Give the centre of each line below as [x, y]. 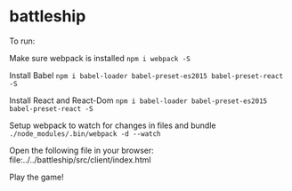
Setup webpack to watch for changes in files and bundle [113, 125]
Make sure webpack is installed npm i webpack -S [100, 58]
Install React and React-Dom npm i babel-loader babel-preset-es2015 [138, 100]
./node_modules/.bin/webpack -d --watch [85, 134]
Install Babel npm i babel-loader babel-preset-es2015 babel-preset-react [146, 75]
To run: [22, 41]
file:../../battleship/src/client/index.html [80, 159]
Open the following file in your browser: [81, 150]
